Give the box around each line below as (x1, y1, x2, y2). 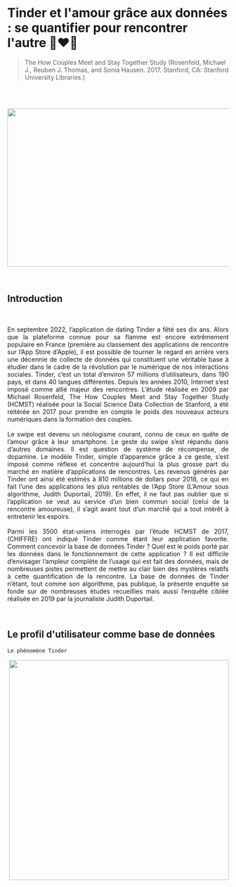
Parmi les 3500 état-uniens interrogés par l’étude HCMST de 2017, (7, 527, 229, 536)
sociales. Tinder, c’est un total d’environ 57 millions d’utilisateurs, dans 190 (7, 370, 229, 378)
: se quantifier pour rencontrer (7, 20, 188, 36)
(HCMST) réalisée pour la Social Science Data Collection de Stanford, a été (7, 400, 229, 408)
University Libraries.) (24, 73, 86, 82)
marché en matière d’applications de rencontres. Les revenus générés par (7, 467, 229, 476)
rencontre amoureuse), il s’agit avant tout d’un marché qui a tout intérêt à (7, 505, 229, 513)
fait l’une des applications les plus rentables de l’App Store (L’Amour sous (7, 482, 229, 491)
